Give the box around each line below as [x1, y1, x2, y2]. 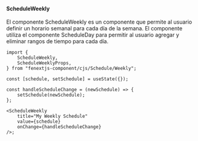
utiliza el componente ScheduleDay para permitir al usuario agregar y [6, 31, 180, 39]
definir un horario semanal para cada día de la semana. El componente [6, 25, 183, 32]
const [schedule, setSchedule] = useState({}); [6, 76, 129, 82]
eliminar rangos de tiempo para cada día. [6, 38, 109, 45]
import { [6, 49, 28, 56]
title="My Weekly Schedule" [17, 113, 88, 120]
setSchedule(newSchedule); [17, 92, 85, 98]
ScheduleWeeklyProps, [17, 60, 71, 66]
